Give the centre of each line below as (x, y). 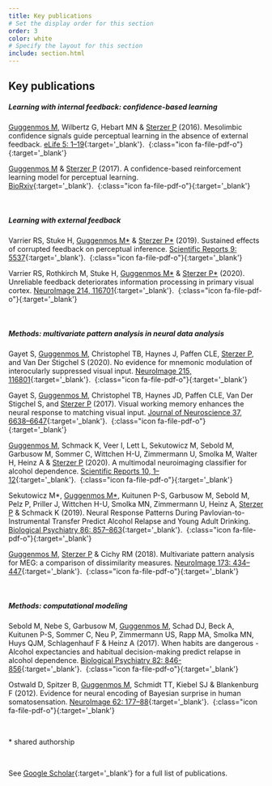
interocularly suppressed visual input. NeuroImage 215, (100, 371)
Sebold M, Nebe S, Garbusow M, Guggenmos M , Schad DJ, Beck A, (121, 626)
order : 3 (23, 31)
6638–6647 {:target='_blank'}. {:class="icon (82, 421)
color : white (30, 38)
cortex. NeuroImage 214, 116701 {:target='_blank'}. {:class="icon (115, 291)
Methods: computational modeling (68, 605)
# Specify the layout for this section (76, 46)
